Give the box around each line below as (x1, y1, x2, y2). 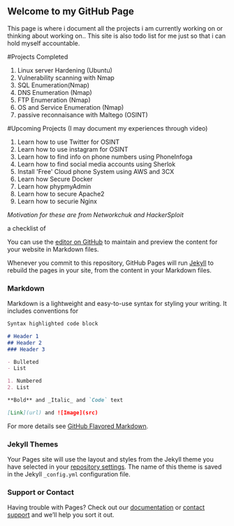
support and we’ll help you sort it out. (7, 511, 115, 519)
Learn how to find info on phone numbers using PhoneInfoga (17, 152, 193, 161)
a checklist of (7, 224, 47, 233)
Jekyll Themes (7, 439, 59, 449)
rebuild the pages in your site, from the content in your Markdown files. (7, 265, 212, 275)
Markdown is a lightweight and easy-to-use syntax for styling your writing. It (7, 300, 227, 308)
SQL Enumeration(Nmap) (17, 80, 89, 89)
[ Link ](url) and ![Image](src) (7, 409, 98, 416)
